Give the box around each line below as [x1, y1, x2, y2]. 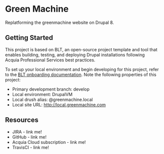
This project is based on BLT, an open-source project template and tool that [5, 46, 158, 52]
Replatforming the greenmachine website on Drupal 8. [5, 19, 114, 25]
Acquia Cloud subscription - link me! [12, 139, 86, 145]
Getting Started [5, 34, 53, 42]
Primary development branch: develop [12, 86, 90, 92]
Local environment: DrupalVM [12, 91, 72, 97]
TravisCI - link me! [12, 144, 49, 150]
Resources [5, 116, 39, 124]
